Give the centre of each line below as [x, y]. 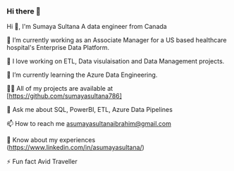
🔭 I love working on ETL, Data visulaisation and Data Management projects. [116, 61]
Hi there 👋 [24, 11]
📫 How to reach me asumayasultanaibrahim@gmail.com [89, 124]
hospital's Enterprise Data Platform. [58, 48]
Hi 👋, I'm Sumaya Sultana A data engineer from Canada [87, 27]
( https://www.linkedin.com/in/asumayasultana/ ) [76, 148]
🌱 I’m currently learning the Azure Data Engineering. [82, 75]
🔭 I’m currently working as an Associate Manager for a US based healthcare [117, 40]
